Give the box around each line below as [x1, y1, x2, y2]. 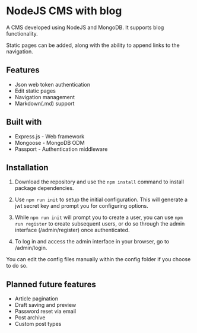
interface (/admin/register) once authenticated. [14, 227, 130, 234]
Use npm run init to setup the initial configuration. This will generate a [14, 196, 188, 203]
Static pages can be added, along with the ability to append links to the [6, 42, 180, 49]
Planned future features [6, 279, 96, 289]
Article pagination [14, 295, 58, 302]
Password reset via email [14, 307, 76, 315]
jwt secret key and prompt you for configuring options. [14, 202, 148, 210]
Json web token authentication [14, 81, 91, 88]
